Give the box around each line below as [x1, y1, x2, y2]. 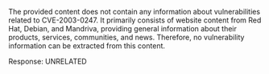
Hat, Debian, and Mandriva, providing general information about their [8, 24, 238, 33]
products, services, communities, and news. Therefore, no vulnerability [8, 32, 245, 42]
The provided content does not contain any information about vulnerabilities [8, 7, 260, 16]
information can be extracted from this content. [8, 41, 166, 51]
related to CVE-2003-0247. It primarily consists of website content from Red [8, 15, 262, 25]
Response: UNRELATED [8, 56, 87, 66]
